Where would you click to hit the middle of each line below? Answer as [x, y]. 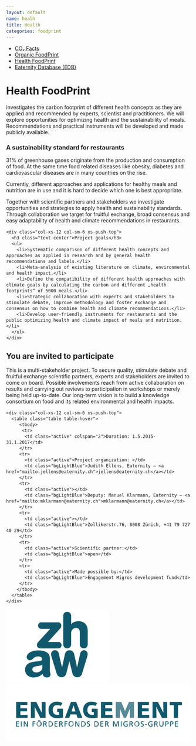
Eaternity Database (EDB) [45, 67]
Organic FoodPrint [37, 55]
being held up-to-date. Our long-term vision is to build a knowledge [88, 395]
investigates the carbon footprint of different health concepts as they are [94, 107]
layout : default [26, 12]
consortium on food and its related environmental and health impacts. [90, 402]
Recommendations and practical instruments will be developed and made [95, 126]
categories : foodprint [34, 31]
